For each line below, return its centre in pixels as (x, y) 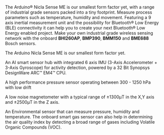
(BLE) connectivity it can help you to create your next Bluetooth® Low (75, 28)
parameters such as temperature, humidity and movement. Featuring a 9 (78, 17)
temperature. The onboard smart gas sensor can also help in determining (79, 117)
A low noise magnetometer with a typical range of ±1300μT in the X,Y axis (80, 97)
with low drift (18, 87)
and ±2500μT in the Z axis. (32, 102)
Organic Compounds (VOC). (34, 127)
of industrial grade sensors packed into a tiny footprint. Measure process (79, 12)
